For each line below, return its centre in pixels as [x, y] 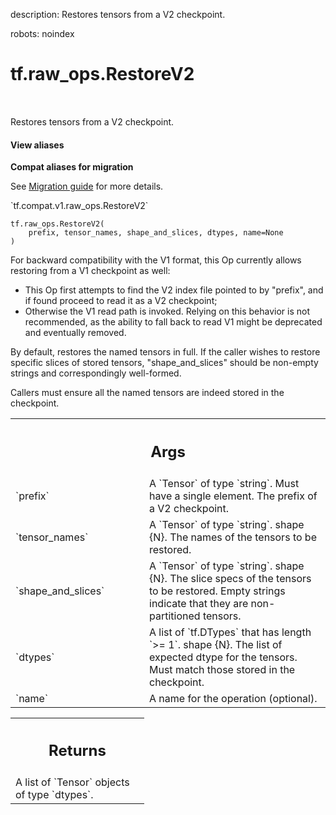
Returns [77, 751]
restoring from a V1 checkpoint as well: [90, 271]
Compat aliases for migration [72, 167]
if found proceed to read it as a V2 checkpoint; [121, 301]
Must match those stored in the [222, 669]
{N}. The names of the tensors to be [233, 537]
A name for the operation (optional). [233, 698]
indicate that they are [199, 603]
